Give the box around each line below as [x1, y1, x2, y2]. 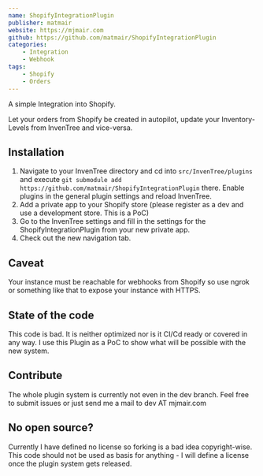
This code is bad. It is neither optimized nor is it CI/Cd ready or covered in [8, 329, 248, 339]
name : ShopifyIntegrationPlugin [8, 11, 114, 20]
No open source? [8, 421, 94, 434]
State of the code [8, 308, 94, 322]
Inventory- [221, 114, 256, 124]
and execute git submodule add [19, 175, 122, 184]
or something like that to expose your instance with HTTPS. [8, 285, 201, 296]
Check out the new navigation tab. [19, 233, 131, 243]
